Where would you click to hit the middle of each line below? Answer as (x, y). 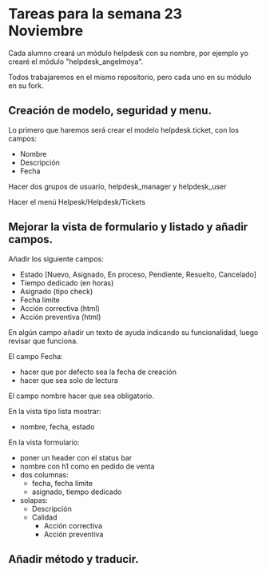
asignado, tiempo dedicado (77, 492)
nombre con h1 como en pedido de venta (87, 466)
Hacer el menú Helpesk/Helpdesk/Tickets (77, 201)
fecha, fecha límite (62, 483)
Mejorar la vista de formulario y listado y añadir (128, 227)
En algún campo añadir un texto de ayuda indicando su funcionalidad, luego (133, 332)
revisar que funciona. (43, 341)
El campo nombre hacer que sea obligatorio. (81, 396)
